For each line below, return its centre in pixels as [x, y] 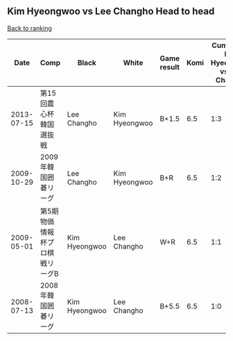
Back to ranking [29, 28]
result [170, 67]
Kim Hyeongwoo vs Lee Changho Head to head [111, 11]
